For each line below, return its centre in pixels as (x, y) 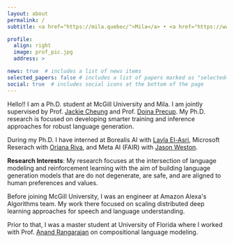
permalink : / (26, 20)
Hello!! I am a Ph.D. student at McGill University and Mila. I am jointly (105, 104)
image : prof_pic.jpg (43, 52)
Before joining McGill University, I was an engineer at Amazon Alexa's (107, 196)
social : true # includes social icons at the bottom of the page (106, 84)
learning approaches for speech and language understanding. (96, 211)
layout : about (28, 14)
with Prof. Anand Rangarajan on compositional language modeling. (103, 232)
